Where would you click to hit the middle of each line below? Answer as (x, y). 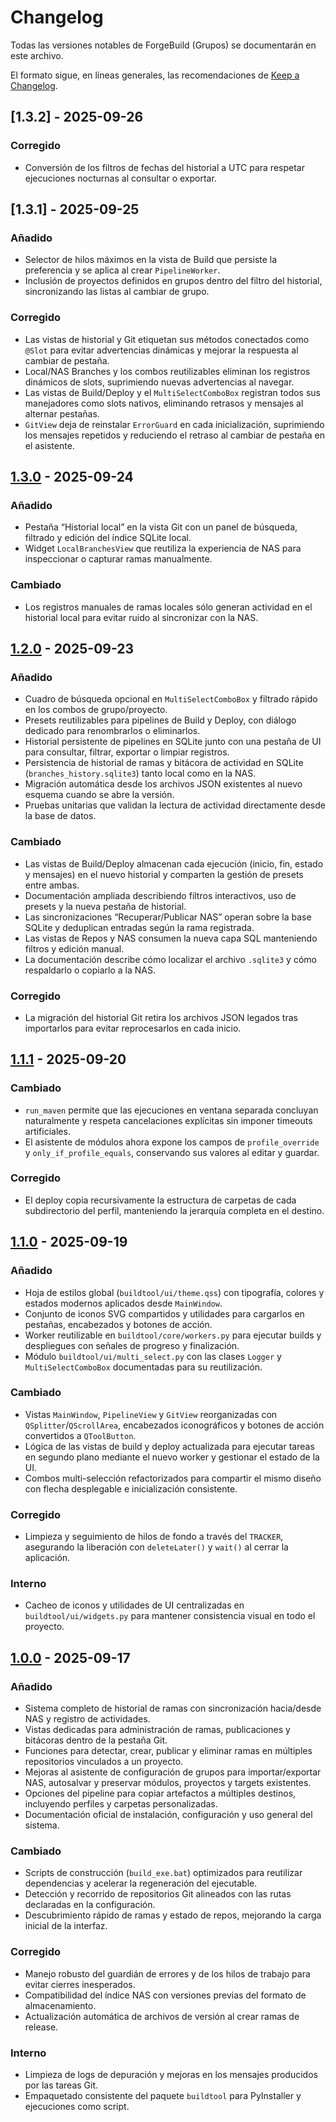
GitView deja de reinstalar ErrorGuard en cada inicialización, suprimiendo (174, 424)
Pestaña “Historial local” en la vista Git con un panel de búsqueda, (161, 527)
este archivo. (37, 55)
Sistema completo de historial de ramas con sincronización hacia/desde (173, 1708)
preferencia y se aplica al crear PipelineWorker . (122, 270)
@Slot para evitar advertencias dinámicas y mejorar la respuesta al (161, 350)
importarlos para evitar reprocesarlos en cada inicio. (133, 1028)
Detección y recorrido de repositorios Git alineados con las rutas (158, 1894)
